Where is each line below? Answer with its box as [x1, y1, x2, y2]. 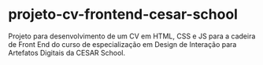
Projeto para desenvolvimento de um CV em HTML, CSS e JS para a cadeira [8, 31, 256, 41]
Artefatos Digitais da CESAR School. [8, 48, 126, 57]
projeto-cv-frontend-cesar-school [8, 5, 239, 23]
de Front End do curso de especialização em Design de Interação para [8, 39, 237, 49]
